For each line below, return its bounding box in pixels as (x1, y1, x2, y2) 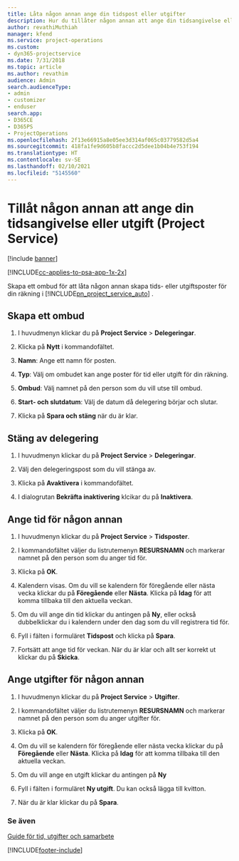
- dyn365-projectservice (7, 51, 81, 58)
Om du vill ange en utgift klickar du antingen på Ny (17, 770, 167, 779)
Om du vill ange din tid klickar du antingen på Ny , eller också (17, 610, 196, 619)
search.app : (7, 110, 43, 117)
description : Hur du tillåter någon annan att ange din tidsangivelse (7, 17, 221, 24)
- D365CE (7, 116, 33, 123)
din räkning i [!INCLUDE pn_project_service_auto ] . (7, 289, 154, 298)
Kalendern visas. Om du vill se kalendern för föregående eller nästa (17, 582, 216, 589)
